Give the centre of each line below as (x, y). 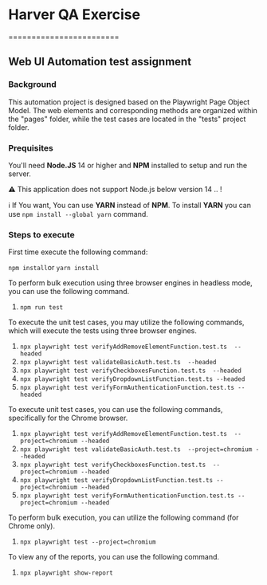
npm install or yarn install (54, 268)
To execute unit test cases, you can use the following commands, (116, 410)
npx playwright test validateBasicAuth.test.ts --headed (118, 363)
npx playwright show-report (66, 573)
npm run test (41, 308)
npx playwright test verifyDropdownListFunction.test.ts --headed (132, 379)
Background (33, 84)
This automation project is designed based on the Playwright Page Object (129, 102)
